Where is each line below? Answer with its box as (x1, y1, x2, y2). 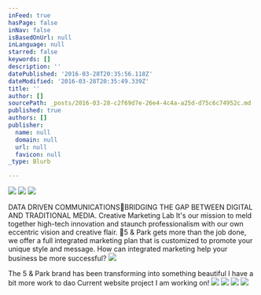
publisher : (8, 121, 44, 129)
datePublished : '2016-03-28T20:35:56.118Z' (8, 70, 153, 78)
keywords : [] (8, 56, 51, 64)
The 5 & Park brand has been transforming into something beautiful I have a (8, 269, 254, 278)
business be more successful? (8, 253, 107, 264)
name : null (15, 128, 51, 136)
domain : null (15, 135, 58, 144)
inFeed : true (8, 11, 51, 20)
